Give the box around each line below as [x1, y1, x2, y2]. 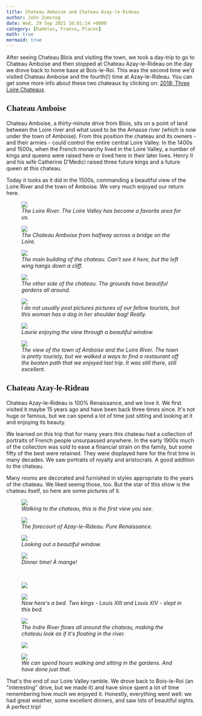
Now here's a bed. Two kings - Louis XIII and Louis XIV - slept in [21, 599, 182, 606]
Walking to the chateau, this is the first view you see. [21, 504, 154, 512]
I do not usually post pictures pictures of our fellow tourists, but [21, 304, 180, 311]
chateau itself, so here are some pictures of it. [6, 487, 121, 494]
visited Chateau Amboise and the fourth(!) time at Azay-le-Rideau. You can [6, 73, 192, 80]
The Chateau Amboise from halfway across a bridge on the [21, 231, 171, 238]
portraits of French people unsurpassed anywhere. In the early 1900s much [6, 437, 195, 444]
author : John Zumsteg [6, 15, 61, 21]
